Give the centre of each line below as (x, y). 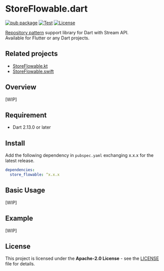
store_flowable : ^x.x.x (35, 175)
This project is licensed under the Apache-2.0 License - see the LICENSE (82, 258)
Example (19, 218)
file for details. (20, 264)
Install (15, 143)
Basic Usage (25, 191)
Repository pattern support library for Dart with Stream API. (67, 32)
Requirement (26, 115)
